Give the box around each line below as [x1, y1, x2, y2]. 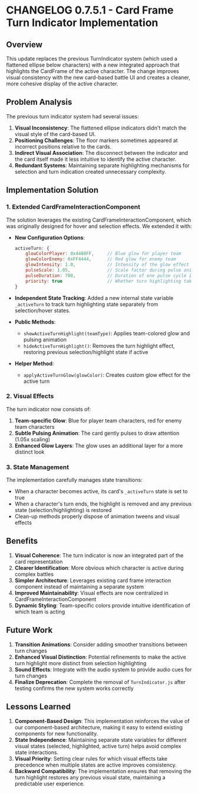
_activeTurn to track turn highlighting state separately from [14, 300, 159, 308]
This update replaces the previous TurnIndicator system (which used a [6, 55, 178, 62]
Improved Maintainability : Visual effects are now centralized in [14, 589, 169, 596]
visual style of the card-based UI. [14, 130, 96, 137]
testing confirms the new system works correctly [14, 685, 134, 692]
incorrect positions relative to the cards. [14, 143, 112, 150]
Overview [6, 39, 43, 49]
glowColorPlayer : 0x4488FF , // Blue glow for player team [25, 251, 181, 257]
